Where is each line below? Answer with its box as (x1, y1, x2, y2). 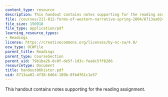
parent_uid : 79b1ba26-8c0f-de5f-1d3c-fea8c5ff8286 (5, 58, 113, 63)
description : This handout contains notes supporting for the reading (5, 12, 155, 17)
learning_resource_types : (5, 30, 59, 35)
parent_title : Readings (5, 49, 55, 54)
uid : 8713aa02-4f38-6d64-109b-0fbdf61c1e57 (5, 72, 97, 77)
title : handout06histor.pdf (5, 68, 64, 73)
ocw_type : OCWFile (5, 44, 43, 49)
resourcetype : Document (5, 63, 55, 68)
